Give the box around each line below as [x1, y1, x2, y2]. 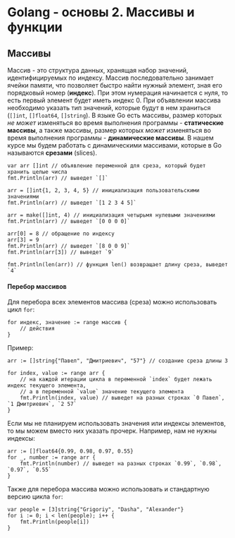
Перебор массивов [7, 282, 67, 290]
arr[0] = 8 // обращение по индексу [7, 230, 115, 237]
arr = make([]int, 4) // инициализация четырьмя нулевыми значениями [7, 212, 216, 219]
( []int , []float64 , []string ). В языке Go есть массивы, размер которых [7, 111, 222, 119]
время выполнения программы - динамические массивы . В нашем [7, 133, 214, 142]
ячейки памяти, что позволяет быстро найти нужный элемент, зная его [7, 81, 223, 89]
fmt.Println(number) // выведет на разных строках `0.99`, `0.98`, [20, 460, 222, 467]
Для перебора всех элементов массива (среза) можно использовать [7, 298, 217, 306]
